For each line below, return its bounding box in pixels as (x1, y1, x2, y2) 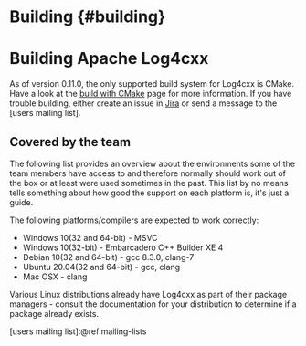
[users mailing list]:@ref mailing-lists (9, 326, 147, 337)
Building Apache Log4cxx (9, 48, 209, 69)
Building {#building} (9, 6, 166, 27)
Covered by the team (9, 134, 131, 150)
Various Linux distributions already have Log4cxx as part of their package (9, 288, 288, 299)
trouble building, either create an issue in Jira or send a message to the (9, 98, 278, 109)
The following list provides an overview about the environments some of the (9, 158, 295, 169)
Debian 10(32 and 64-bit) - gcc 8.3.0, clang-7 (22, 251, 195, 262)
